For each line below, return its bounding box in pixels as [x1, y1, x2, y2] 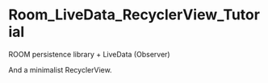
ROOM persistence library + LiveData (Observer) [8, 49, 171, 59]
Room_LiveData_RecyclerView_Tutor [8, 6, 261, 24]
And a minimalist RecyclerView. [8, 64, 112, 74]
